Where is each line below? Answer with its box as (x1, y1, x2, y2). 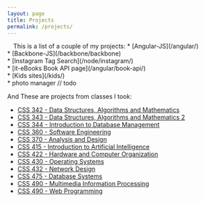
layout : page (7, 10, 45, 17)
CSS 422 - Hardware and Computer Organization (17, 150, 158, 158)
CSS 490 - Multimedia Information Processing (17, 180, 149, 188)
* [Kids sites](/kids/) (7, 71, 65, 80)
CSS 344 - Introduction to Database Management (17, 121, 160, 129)
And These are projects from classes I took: (7, 92, 132, 101)
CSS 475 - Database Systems (17, 172, 103, 180)
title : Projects (7, 17, 54, 24)
